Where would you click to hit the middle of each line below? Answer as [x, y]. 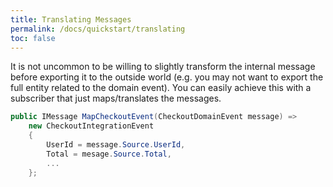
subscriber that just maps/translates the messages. [116, 98]
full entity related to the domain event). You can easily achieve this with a [161, 88]
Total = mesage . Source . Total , [109, 154]
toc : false [33, 38]
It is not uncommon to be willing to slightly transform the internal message [163, 67]
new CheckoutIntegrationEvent [91, 126]
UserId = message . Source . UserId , [116, 145]
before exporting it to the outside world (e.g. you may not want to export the [167, 77]
